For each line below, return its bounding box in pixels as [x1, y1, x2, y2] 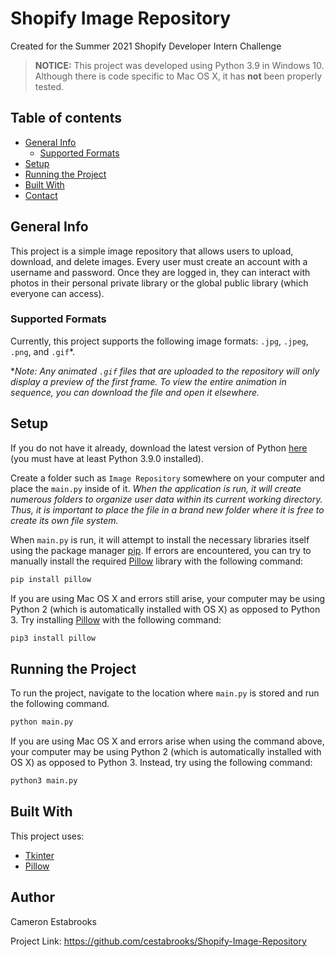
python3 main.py [10, 776, 78, 786]
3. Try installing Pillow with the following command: [10, 613, 222, 626]
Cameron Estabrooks [10, 915, 97, 927]
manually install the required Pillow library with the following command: [10, 555, 304, 567]
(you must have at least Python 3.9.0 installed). [10, 452, 204, 464]
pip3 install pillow [10, 633, 97, 643]
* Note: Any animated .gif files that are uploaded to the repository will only [10, 365, 320, 377]
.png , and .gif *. [10, 345, 76, 357]
